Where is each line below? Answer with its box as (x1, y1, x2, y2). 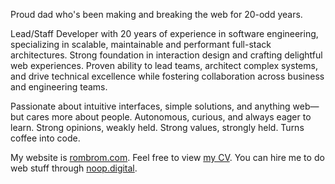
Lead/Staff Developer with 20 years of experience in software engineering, (10, 28, 319, 39)
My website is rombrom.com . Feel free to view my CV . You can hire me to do (10, 152, 325, 163)
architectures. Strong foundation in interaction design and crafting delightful (10, 49, 323, 61)
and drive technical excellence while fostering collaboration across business (10, 70, 325, 82)
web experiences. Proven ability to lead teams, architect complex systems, (10, 60, 318, 71)
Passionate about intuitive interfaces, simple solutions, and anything (10, 100, 291, 112)
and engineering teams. (10, 81, 108, 93)
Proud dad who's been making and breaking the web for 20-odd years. (10, 9, 303, 20)
